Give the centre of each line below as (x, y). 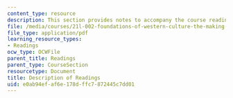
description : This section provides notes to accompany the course (107, 20)
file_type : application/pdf (48, 33)
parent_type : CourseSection (48, 65)
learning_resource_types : (44, 39)
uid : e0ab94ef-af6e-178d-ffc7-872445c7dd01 (71, 84)
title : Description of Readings (54, 78)
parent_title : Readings (42, 59)
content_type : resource (42, 13)
